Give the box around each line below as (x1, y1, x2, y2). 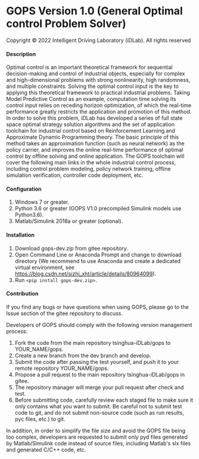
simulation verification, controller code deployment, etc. (6, 172, 144, 179)
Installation (6, 231, 35, 238)
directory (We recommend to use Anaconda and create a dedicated (14, 257, 181, 264)
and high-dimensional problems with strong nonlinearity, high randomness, (6, 76, 191, 84)
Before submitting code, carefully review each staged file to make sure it (14, 396, 194, 403)
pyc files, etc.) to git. (14, 415, 66, 423)
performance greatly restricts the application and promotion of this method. (6, 108, 192, 115)
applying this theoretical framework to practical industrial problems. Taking (6, 89, 191, 96)
